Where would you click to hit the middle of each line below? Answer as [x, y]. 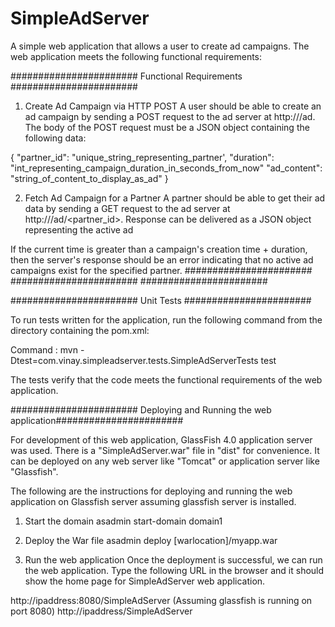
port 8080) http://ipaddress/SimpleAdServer [101, 611]
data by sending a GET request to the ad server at [127, 208]
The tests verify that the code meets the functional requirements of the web [166, 379]
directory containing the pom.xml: [80, 330]
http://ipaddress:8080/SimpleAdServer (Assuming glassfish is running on [161, 600]
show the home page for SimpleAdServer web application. [145, 581]
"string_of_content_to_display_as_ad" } [89, 178]
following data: [55, 138]
